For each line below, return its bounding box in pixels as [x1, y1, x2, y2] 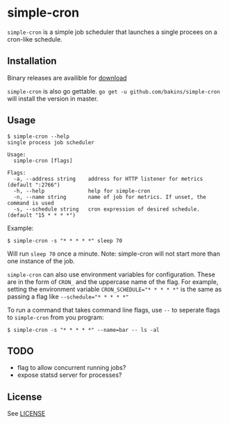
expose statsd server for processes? [17, 371, 123, 379]
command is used [7, 200, 54, 206]
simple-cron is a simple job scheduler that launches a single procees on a [7, 28, 217, 36]
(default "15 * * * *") [7, 211, 76, 219]
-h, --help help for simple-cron [13, 187, 151, 195]
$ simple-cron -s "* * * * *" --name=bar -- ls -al [7, 326, 160, 333]
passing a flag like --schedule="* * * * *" [7, 292, 130, 301]
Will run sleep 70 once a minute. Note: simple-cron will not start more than [7, 249, 221, 258]
